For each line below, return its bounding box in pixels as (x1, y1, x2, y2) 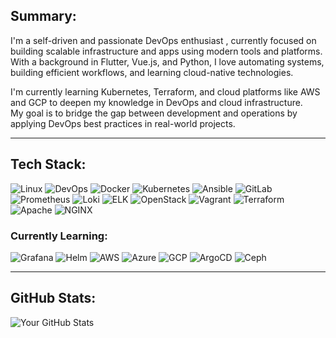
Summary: (10, 8, 77, 25)
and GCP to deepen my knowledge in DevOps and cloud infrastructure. (10, 96, 303, 108)
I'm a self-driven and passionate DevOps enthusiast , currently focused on (10, 34, 317, 46)
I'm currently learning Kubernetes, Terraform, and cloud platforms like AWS (10, 85, 321, 98)
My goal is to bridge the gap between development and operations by (10, 107, 298, 119)
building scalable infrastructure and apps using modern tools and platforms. (10, 45, 323, 57)
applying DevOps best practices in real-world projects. (10, 117, 236, 129)
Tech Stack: (10, 156, 87, 173)
